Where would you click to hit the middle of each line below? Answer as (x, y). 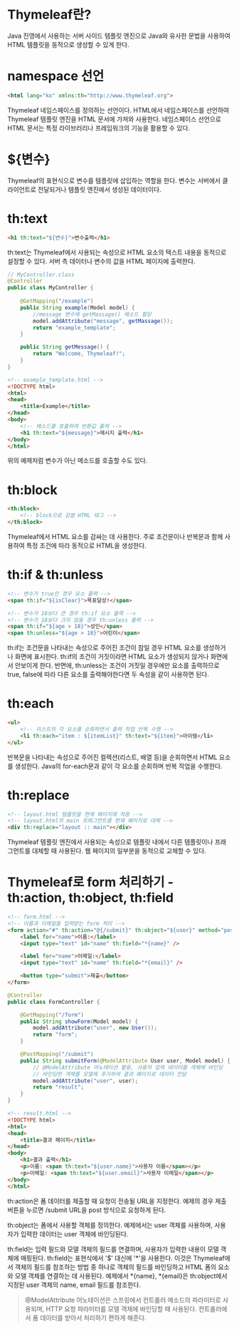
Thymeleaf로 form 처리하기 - (91, 882)
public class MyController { (51, 288)
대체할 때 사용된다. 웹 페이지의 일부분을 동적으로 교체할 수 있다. (119, 851)
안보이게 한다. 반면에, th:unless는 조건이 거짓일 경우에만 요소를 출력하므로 (117, 666)
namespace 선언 (56, 76)
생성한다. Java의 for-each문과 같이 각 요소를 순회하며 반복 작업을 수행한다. (118, 766)
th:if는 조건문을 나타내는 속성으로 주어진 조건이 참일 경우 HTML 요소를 (104, 648)
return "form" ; (55, 1035)
